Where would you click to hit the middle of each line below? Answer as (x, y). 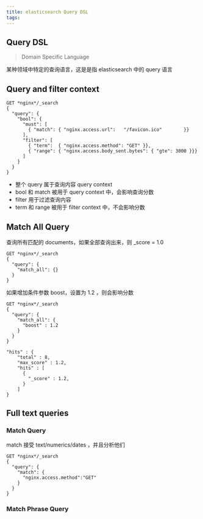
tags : (13, 18)
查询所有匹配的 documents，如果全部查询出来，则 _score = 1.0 (85, 242)
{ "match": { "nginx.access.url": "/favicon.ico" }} (109, 130)
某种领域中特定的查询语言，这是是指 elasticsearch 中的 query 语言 (89, 69)
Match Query (26, 431)
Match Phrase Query (37, 509)
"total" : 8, (34, 357)
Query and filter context (53, 89)
